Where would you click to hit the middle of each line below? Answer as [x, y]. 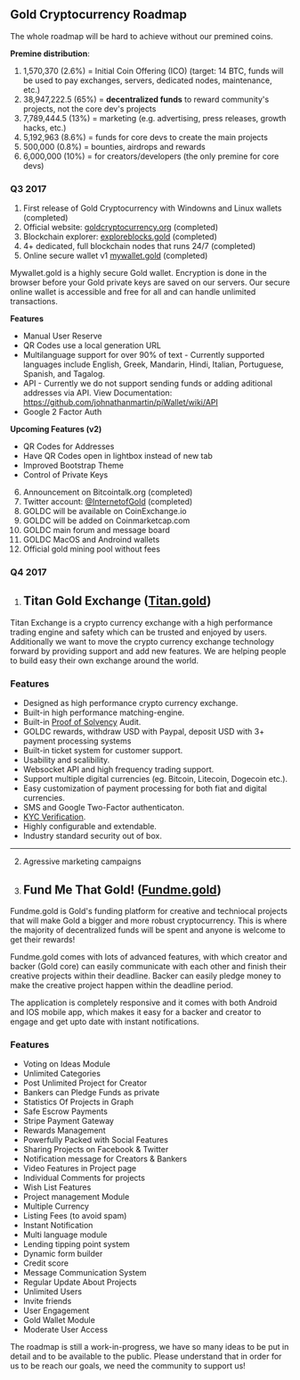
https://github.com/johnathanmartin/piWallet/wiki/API [121, 403]
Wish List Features [57, 1187]
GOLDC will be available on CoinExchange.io [105, 511]
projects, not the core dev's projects [89, 108]
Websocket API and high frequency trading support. [118, 769]
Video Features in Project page [80, 1168]
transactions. [34, 302]
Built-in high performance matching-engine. [104, 712]
